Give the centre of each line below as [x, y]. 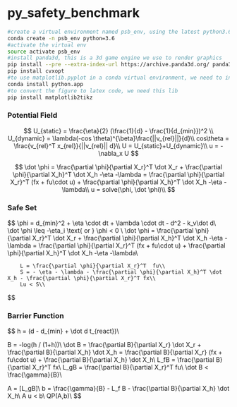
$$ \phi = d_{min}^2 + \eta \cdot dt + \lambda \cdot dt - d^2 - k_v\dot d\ [112, 223]
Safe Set [22, 207]
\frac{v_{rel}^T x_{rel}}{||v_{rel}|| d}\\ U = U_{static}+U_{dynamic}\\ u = [116, 145]
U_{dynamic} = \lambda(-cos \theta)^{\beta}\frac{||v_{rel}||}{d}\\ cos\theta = [119, 138]
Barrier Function [36, 316]
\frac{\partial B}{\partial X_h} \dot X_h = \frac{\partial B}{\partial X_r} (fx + [115, 352]
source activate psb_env [44, 51]
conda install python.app [45, 84]
